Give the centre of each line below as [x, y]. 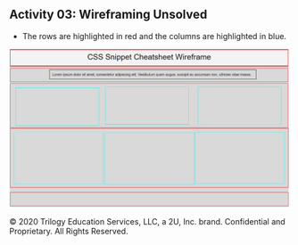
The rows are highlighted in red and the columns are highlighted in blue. [154, 36]
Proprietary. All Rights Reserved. [69, 231]
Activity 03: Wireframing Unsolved [108, 15]
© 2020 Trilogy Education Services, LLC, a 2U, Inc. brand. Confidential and [147, 221]
